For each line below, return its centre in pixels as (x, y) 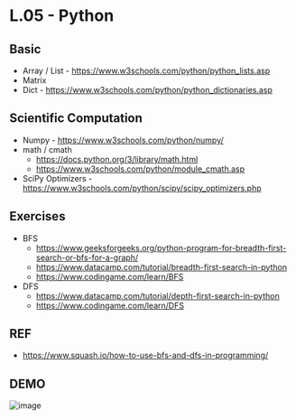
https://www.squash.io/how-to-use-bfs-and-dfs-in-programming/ (145, 355)
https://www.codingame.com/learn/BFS (110, 276)
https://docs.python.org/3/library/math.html (117, 159)
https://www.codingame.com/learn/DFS (110, 305)
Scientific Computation (76, 118)
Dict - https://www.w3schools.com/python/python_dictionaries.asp (148, 90)
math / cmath (47, 149)
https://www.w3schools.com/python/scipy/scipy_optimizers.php (142, 188)
